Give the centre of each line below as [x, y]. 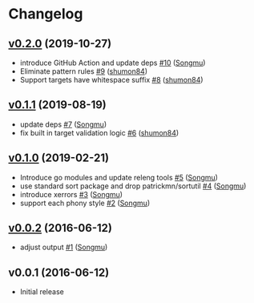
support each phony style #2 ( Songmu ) [85, 203]
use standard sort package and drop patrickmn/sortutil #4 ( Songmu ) [133, 186]
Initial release [42, 292]
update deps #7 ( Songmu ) [63, 124]
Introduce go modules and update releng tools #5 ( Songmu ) [119, 177]
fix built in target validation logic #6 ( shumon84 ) [99, 132]
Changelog [46, 14]
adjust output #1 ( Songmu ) [64, 247]
